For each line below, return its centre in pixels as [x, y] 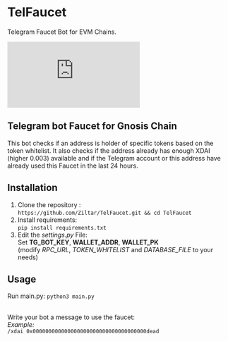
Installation [32, 188]
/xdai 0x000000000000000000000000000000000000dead [83, 332]
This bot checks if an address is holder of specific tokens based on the [110, 143]
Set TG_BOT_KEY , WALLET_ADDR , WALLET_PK [88, 242]
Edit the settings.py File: [53, 235]
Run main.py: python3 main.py [51, 296]
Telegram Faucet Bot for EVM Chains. [62, 32]
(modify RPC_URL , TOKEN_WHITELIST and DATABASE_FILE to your [115, 249]
